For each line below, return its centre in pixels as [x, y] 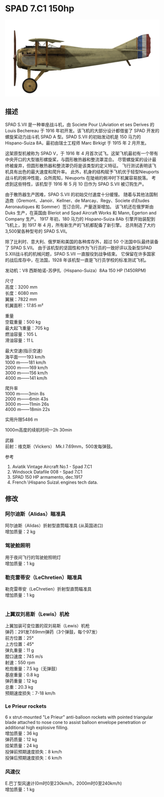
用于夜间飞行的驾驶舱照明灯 [33, 557]
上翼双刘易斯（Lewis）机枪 [37, 614]
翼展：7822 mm [21, 299]
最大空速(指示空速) [24, 351]
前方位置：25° [20, 638]
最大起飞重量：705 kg [27, 328]
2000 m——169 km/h [26, 367]
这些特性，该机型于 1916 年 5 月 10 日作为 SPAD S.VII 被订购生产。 [80, 184]
